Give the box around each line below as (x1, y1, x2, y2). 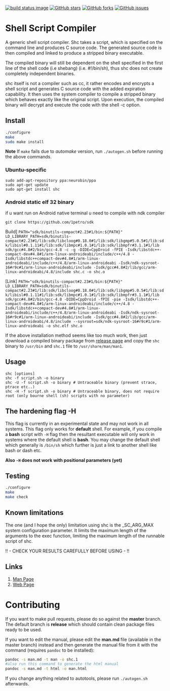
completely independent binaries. (5, 70, 75, 76)
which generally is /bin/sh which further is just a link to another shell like (5, 442, 157, 448)
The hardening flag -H (5, 407, 76, 416)
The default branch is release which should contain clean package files (5, 621, 154, 627)
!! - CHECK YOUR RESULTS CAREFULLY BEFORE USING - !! (5, 548, 130, 554)
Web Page (12, 581, 34, 587)
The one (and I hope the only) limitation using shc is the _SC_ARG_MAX (5, 522, 154, 528)
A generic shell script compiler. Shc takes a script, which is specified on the (5, 39, 163, 45)
